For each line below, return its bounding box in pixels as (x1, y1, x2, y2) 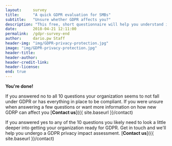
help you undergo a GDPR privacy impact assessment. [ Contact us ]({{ (5, 130, 154, 136)
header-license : (5, 64, 40, 69)
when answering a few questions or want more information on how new (5, 104, 157, 110)
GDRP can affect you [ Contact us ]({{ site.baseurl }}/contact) (5, 109, 133, 115)
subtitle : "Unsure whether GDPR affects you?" (5, 17, 111, 22)
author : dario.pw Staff (5, 36, 66, 41)
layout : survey (5, 7, 47, 13)
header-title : (5, 50, 36, 55)
